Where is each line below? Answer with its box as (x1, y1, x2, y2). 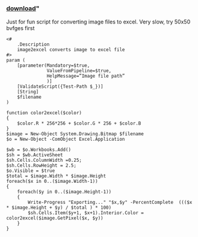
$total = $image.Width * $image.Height (6, 173, 107, 179)
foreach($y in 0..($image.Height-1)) (17, 188, 112, 195)
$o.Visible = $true (6, 167, 55, 174)
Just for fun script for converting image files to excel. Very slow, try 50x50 (6, 18, 191, 25)
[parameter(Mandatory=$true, (17, 62, 90, 69)
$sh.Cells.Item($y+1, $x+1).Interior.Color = (28, 209, 144, 216)
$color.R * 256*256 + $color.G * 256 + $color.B (17, 120, 141, 126)
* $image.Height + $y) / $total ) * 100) (6, 205, 112, 211)
